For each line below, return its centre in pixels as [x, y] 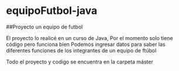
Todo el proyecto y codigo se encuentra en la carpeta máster [80, 62]
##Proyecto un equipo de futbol [44, 27]
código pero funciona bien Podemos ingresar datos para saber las [86, 44]
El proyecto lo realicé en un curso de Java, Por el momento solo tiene [90, 38]
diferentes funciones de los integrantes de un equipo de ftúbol [81, 50]
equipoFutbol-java [52, 11]
